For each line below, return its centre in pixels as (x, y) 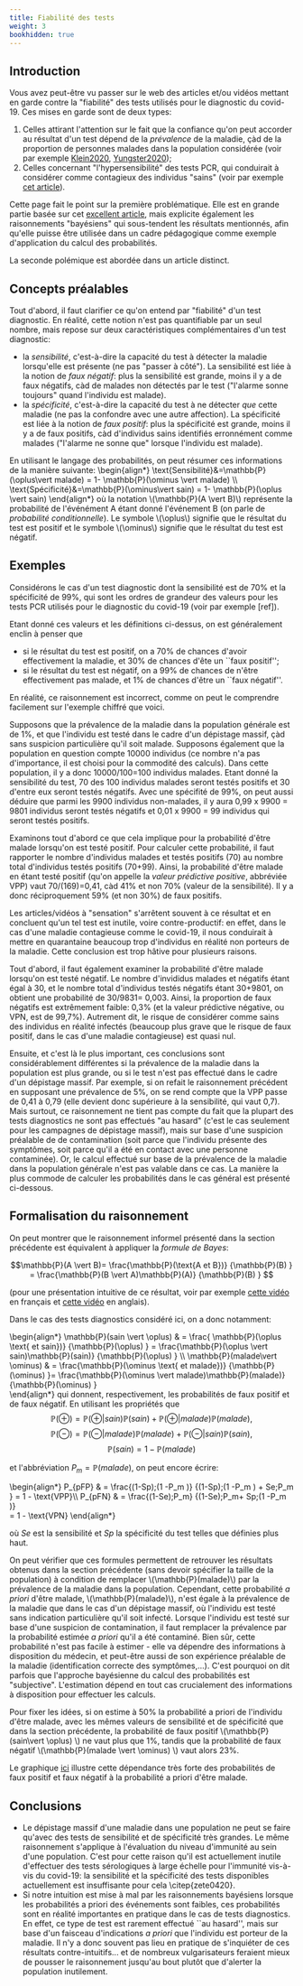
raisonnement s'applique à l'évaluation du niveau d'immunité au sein (150, 1847)
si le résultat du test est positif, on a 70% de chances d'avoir (135, 651)
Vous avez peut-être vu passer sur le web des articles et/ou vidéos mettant (149, 93)
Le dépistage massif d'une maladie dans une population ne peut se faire (156, 1828)
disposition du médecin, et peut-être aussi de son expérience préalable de (147, 1657)
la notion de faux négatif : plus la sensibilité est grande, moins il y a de (152, 376)
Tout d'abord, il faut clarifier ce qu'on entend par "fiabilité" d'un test (135, 311)
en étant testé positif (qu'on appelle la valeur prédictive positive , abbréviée (148, 876)
